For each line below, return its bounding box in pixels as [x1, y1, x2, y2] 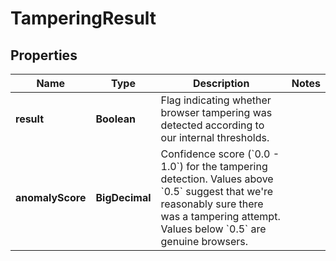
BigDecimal [95, 191, 152, 204]
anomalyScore [15, 191, 87, 204]
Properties [10, 47, 78, 64]
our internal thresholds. [160, 131, 270, 144]
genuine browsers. [160, 235, 249, 248]
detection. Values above [160, 172, 274, 186]
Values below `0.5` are [160, 222, 267, 236]
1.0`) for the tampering [160, 160, 268, 173]
